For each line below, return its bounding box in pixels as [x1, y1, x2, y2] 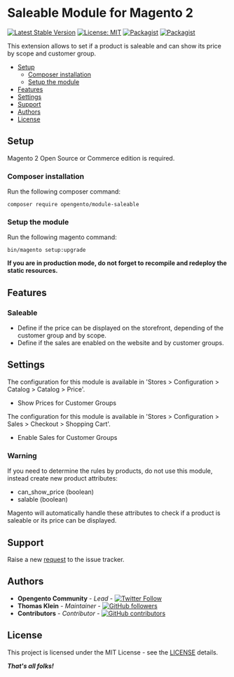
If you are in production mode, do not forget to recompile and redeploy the [7, 259, 228, 267]
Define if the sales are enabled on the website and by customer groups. [17, 339, 224, 347]
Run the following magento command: [7, 233, 117, 241]
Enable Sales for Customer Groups [17, 433, 118, 441]
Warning [7, 450, 37, 460]
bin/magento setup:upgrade [7, 247, 86, 254]
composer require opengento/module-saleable [7, 201, 139, 208]
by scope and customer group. [7, 49, 97, 58]
